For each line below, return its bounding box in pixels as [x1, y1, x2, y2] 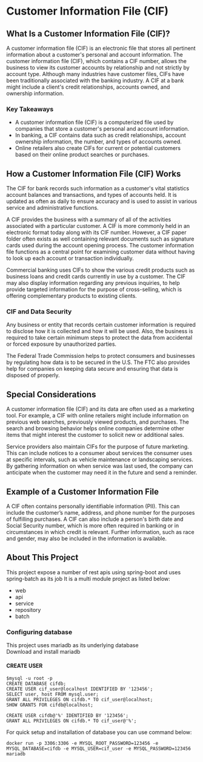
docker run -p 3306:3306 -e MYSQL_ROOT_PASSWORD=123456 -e [6, 740, 159, 747]
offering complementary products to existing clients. [6, 292, 138, 300]
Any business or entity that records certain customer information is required [6, 321, 196, 329]
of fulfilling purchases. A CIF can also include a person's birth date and [6, 515, 184, 523]
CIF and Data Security [6, 307, 72, 316]
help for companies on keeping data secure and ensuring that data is [6, 365, 179, 372]
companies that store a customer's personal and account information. [15, 125, 190, 132]
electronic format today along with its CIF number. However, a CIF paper [6, 229, 187, 236]
